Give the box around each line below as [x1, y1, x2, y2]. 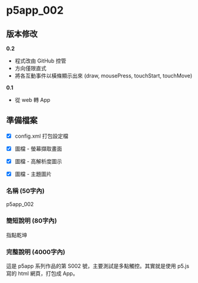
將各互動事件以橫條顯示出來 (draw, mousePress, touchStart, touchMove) [14, 72, 193, 79]
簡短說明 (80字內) [6, 217, 58, 225]
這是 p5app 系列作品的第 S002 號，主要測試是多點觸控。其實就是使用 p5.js [6, 262, 190, 269]
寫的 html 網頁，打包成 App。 [6, 269, 78, 277]
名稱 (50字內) [6, 186, 45, 195]
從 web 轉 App [14, 97, 51, 103]
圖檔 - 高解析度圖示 [14, 157, 62, 164]
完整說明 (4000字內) [6, 248, 65, 256]
